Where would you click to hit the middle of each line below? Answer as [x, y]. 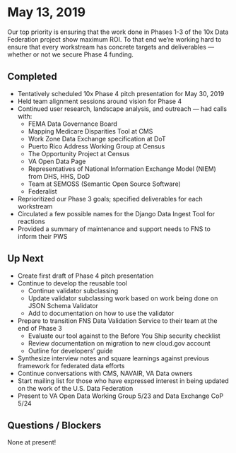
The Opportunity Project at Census [79, 153]
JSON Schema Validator [63, 305]
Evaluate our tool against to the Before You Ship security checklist [124, 336]
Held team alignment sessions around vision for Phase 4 [100, 101]
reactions [31, 221]
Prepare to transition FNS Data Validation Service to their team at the [117, 320]
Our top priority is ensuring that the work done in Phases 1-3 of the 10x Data [118, 32]
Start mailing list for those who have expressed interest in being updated [123, 381]
